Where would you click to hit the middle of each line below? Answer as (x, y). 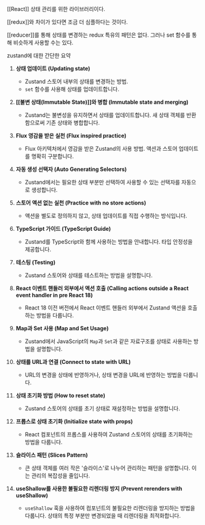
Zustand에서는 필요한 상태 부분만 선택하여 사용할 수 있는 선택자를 (102, 182)
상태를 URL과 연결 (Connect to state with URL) (73, 362)
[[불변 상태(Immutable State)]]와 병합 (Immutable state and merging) (102, 102)
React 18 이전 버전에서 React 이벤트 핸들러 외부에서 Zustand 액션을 (106, 308)
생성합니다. (44, 190)
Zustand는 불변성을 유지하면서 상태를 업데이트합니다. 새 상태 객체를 (105, 115)
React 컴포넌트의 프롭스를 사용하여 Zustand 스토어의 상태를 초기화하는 (109, 434)
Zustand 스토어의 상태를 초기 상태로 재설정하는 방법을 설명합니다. (102, 408)
